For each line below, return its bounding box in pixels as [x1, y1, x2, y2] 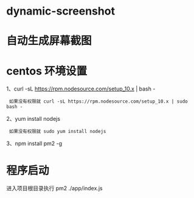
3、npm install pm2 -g [6, 140, 63, 147]
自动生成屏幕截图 [6, 34, 92, 48]
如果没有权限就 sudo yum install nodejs [9, 129, 106, 135]
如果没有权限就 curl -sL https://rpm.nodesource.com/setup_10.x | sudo [9, 98, 188, 104]
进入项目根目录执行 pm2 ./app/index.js [6, 185, 103, 192]
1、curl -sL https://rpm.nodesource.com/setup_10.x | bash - [6, 85, 156, 92]
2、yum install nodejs [6, 115, 61, 123]
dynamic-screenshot [6, 4, 116, 18]
